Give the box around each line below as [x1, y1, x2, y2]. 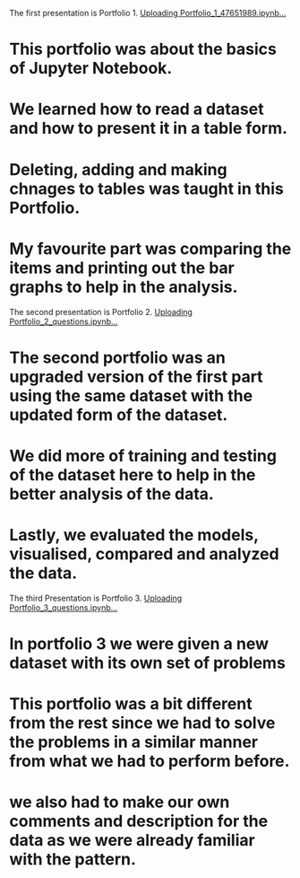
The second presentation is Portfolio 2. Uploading [9, 306, 193, 317]
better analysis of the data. [9, 484, 215, 504]
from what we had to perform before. [9, 751, 290, 771]
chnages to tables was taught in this [9, 179, 284, 198]
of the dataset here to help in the [9, 464, 256, 485]
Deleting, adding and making [9, 159, 227, 180]
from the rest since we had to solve [9, 713, 276, 733]
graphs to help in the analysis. [9, 277, 238, 297]
